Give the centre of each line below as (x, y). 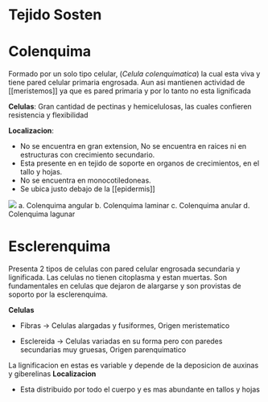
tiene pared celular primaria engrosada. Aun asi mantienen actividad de (127, 83)
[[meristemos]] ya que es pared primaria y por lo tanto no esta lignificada (130, 91)
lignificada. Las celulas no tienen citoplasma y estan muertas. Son (118, 277)
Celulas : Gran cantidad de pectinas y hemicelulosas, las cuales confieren (130, 107)
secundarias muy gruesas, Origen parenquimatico (103, 350)
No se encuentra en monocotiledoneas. (85, 180)
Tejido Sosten (55, 15)
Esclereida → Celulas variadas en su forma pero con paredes (121, 341)
